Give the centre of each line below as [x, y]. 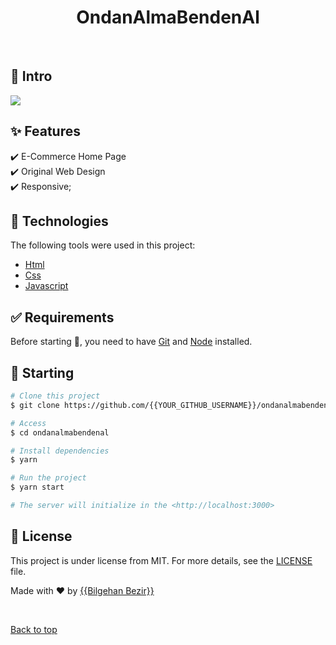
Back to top [34, 629]
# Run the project [48, 478]
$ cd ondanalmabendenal [60, 432]
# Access [28, 423]
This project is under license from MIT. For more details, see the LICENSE [161, 560]
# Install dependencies [60, 451]
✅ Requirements [62, 317]
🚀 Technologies [59, 221]
